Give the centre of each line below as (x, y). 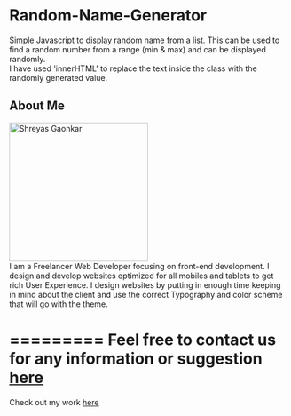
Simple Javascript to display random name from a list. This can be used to (145, 40)
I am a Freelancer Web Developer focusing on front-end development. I (139, 266)
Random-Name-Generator (108, 16)
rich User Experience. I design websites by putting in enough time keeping (145, 284)
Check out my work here (54, 402)
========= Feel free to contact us (143, 340)
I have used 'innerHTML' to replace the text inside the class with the (133, 68)
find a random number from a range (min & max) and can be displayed (138, 49)
